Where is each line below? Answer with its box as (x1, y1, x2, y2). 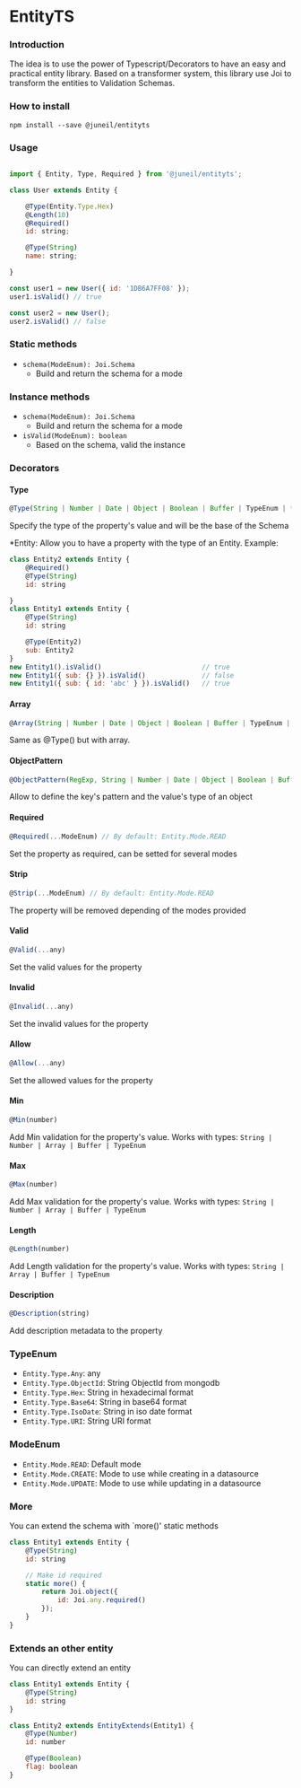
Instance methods (9, 390, 90, 403)
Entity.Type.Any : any (21, 1368, 101, 1379)
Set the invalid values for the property (9, 1018, 150, 1029)
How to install (9, 101, 70, 113)
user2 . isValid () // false (9, 317, 106, 326)
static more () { (25, 1579, 87, 1588)
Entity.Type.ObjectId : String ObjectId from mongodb (21, 1378, 220, 1389)
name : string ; (25, 251, 78, 261)
